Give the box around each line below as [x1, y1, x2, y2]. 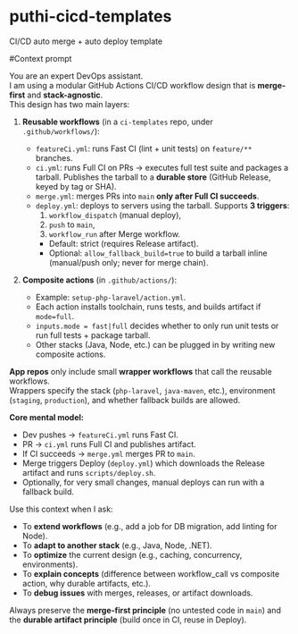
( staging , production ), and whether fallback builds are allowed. [9, 394, 241, 405]
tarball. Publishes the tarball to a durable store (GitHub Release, [35, 172, 271, 182]
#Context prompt [9, 53, 72, 63]
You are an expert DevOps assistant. [9, 70, 144, 81]
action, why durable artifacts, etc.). [21, 578, 152, 588]
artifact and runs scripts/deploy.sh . [21, 467, 156, 478]
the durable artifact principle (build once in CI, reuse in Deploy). [9, 614, 247, 625]
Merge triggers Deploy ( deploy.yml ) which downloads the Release [21, 458, 266, 469]
